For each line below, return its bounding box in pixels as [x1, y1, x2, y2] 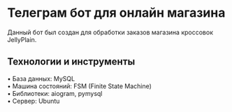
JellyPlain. [7, 35, 37, 43]
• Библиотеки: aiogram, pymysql [7, 89, 103, 97]
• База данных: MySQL [7, 74, 75, 83]
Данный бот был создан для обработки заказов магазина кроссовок [7, 28, 213, 36]
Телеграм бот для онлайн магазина [7, 5, 226, 21]
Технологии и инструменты [7, 56, 136, 68]
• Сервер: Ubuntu [7, 97, 60, 105]
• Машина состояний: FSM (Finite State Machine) [7, 82, 152, 90]
